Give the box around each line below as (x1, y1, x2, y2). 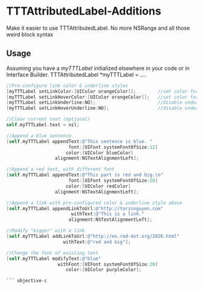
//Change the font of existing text (6, 250, 98, 256)
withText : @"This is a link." (71, 211, 145, 217)
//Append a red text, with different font (6, 166, 115, 172)
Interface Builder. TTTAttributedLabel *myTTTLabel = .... (6, 71, 147, 78)
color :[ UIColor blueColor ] (65, 150, 134, 156)
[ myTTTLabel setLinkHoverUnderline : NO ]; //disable (6, 105, 182, 112)
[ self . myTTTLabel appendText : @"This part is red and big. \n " (6, 172, 164, 178)
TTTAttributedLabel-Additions (6, 4, 161, 18)
